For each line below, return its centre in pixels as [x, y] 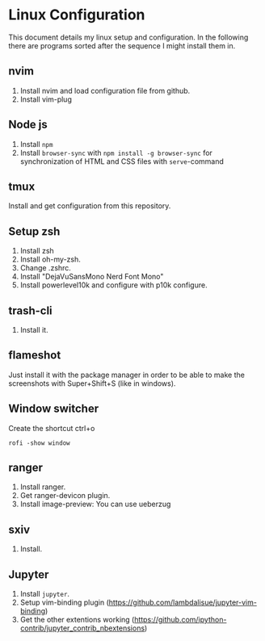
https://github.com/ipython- [181, 620]
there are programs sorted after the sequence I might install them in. [122, 45]
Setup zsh [34, 231]
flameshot [35, 356]
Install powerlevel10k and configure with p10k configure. [114, 285]
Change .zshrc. [45, 268]
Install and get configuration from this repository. [90, 206]
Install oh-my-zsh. [50, 259]
